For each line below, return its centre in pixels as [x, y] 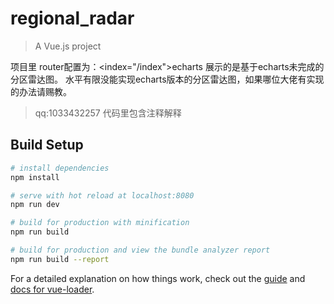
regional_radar [72, 18]
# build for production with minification [100, 223]
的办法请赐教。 [41, 91]
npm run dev [35, 205]
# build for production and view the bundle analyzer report [140, 250]
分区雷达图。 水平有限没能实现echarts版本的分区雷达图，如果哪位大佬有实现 [167, 79]
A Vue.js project [68, 46]
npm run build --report [60, 259]
